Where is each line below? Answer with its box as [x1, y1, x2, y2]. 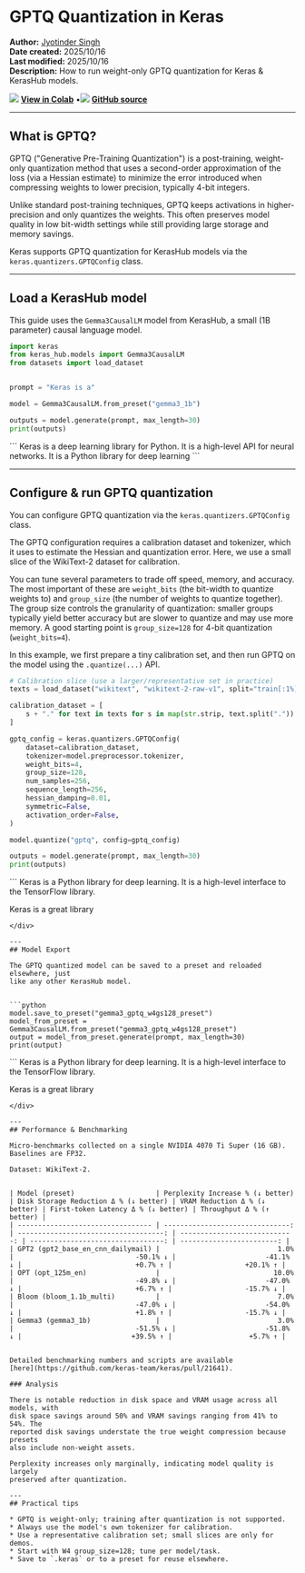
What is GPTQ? [9, 129, 97, 144]
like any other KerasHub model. [9, 977, 132, 987]
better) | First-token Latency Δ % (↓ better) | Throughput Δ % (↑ [9, 1205, 271, 1214]
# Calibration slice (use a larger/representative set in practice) [9, 676, 274, 685]
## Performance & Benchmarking [9, 1125, 128, 1135]
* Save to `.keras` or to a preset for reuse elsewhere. [9, 1555, 230, 1564]
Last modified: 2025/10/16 [9, 55, 109, 66]
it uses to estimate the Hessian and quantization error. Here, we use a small [9, 546, 291, 557]
